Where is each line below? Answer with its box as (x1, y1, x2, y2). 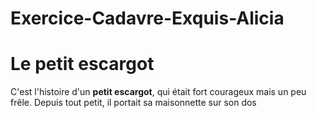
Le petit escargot (10, 53, 155, 76)
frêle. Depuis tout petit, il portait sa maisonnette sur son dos (10, 97, 257, 109)
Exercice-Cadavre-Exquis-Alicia (10, 7, 285, 30)
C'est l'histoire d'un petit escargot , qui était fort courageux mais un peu (10, 86, 307, 98)
